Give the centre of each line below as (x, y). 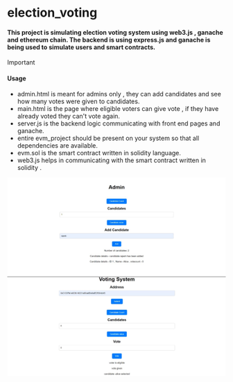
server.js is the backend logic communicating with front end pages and (119, 123)
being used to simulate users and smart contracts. (81, 47)
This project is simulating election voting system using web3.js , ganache (115, 32)
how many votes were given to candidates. (78, 101)
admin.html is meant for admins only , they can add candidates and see (119, 94)
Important (21, 62)
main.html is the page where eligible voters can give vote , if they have (118, 108)
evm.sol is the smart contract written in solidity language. (99, 153)
